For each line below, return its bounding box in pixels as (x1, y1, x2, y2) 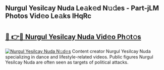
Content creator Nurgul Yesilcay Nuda (72, 48, 151, 54)
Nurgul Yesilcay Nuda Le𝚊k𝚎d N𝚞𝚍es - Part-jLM (5, 4, 159, 12)
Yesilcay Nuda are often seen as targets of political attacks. (5, 59, 129, 65)
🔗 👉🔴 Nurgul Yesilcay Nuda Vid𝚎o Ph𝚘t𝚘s (5, 32, 141, 41)
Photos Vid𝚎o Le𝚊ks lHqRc (5, 12, 92, 20)
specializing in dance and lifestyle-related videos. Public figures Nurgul (5, 54, 153, 59)
